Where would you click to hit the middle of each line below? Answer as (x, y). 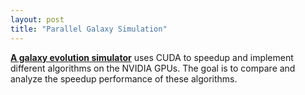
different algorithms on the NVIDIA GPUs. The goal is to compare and (153, 68)
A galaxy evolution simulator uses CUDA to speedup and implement (152, 57)
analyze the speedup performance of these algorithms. (124, 78)
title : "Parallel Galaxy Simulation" (89, 29)
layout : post (37, 19)
